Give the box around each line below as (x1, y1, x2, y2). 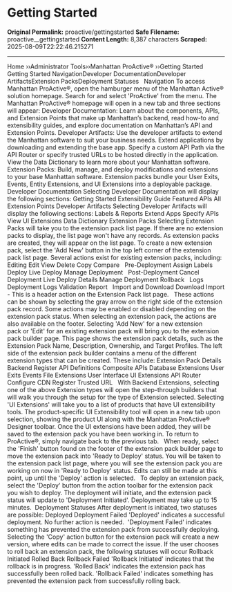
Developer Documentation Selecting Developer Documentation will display (7, 187, 219, 195)
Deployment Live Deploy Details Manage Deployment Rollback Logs (7, 275, 204, 284)
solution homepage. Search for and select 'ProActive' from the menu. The (7, 91, 217, 100)
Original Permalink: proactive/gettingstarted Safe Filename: (7, 28, 180, 36)
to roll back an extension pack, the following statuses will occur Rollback (7, 547, 214, 555)
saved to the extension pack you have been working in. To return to (7, 429, 199, 438)
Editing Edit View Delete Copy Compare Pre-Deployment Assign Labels (7, 261, 213, 269)
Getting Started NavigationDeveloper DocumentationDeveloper (7, 69, 186, 77)
